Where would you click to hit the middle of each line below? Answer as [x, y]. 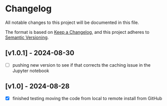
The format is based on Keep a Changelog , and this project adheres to [77, 32]
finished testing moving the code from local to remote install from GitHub [87, 98]
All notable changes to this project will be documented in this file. [72, 22]
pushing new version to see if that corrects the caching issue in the [82, 65]
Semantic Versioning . [27, 37]
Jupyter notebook [31, 71]
